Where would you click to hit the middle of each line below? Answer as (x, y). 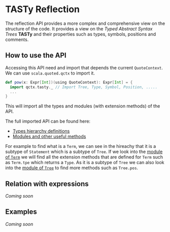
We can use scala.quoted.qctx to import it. (50, 73)
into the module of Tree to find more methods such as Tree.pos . (72, 168)
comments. (17, 40)
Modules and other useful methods (49, 137)
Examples (21, 212)
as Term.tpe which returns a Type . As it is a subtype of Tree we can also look (85, 163)
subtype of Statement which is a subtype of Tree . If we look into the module (84, 152)
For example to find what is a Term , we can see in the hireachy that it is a (81, 146)
